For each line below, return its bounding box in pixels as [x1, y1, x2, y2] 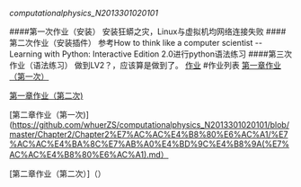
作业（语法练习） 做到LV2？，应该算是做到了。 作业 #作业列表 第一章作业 [9, 60, 281, 70]
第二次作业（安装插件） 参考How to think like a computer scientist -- [9, 38, 263, 48]
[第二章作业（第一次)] [9, 110, 90, 120]
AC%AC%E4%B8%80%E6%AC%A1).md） [9, 149, 169, 160]
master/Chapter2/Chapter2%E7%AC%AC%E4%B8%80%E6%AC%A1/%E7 [9, 129, 288, 139]
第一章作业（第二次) [9, 90, 84, 101]
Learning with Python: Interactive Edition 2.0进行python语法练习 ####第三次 [9, 49, 292, 59]
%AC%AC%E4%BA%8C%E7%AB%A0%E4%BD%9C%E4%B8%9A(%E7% [9, 138, 290, 149]
